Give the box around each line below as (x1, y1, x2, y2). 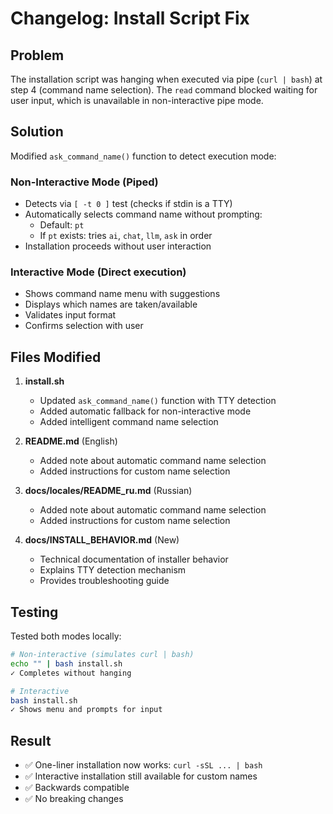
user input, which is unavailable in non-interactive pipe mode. (10, 95, 264, 106)
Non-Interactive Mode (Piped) (10, 175, 159, 189)
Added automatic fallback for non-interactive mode (39, 405, 252, 417)
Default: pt (39, 219, 85, 231)
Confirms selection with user (24, 320, 144, 332)
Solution (10, 123, 64, 141)
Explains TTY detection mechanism (39, 564, 187, 576)
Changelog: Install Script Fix (10, 7, 250, 30)
